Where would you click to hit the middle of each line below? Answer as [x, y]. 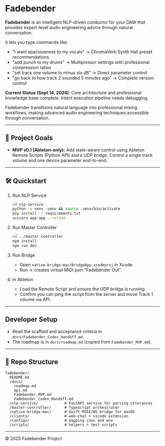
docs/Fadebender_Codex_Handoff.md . [48, 336]
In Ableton [23, 279]
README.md [19, 378]
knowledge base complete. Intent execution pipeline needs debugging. [77, 98]
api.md [21, 390]
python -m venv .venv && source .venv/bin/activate [66, 209]
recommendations [30, 57]
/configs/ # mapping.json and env [61, 421]
